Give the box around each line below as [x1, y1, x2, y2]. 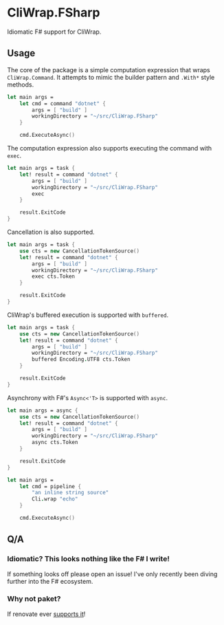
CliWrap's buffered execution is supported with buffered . [7, 311, 169, 319]
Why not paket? [7, 594, 61, 604]
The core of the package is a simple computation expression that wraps [7, 65, 211, 74]
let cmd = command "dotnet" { [19, 100, 107, 107]
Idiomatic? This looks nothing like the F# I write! [7, 554, 170, 564]
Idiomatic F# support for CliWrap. [7, 28, 102, 36]
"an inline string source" [32, 490, 109, 496]
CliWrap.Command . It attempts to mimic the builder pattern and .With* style [7, 73, 215, 81]
